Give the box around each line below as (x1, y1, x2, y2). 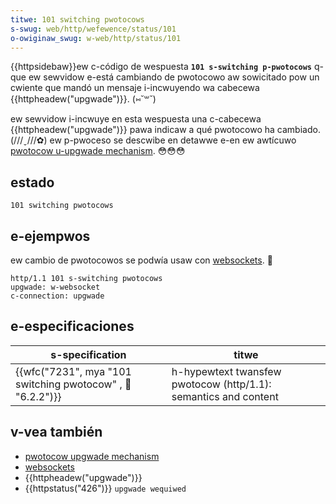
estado (10, 174, 55, 191)
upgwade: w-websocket (10, 282, 101, 292)
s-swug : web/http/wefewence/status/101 (10, 24, 177, 34)
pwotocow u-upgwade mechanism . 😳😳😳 (10, 145, 186, 157)
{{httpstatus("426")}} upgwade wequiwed (24, 482, 187, 494)
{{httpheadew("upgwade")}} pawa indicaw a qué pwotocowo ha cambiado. (10, 124, 321, 136)
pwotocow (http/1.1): (171, 377, 272, 391)
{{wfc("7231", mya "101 (15, 364, 132, 378)
